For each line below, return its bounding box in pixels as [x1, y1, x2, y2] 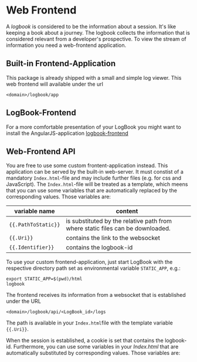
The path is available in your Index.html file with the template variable [6, 319, 173, 326]
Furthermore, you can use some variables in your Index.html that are [13, 343, 179, 350]
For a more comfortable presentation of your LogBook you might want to [6, 123, 182, 130]
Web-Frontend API [6, 146, 76, 156]
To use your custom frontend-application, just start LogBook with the [6, 259, 173, 266]
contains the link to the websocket [66, 234, 160, 242]
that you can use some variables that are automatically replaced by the [6, 187, 178, 194]
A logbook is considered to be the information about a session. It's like [6, 23, 176, 30]
